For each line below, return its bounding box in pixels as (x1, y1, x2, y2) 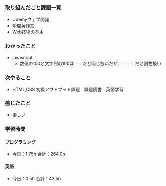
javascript (12, 54, 33, 60)
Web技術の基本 (12, 29, 44, 35)
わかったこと (5, 43, 36, 50)
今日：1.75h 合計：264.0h (12, 151, 66, 157)
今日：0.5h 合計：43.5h (12, 175, 61, 181)
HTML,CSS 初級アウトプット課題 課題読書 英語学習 (12, 86, 124, 92)
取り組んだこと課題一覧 (5, 4, 61, 11)
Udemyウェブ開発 (12, 16, 49, 23)
